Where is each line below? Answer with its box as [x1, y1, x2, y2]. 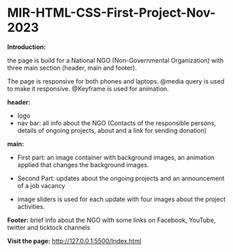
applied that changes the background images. [17, 160, 150, 168]
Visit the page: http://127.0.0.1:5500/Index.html [7, 237, 142, 245]
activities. [17, 202, 45, 210]
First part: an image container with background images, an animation [17, 153, 215, 162]
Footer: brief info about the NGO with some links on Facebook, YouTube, [7, 216, 216, 224]
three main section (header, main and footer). [7, 63, 137, 72]
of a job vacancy [17, 181, 65, 189]
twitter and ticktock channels [7, 223, 90, 231]
